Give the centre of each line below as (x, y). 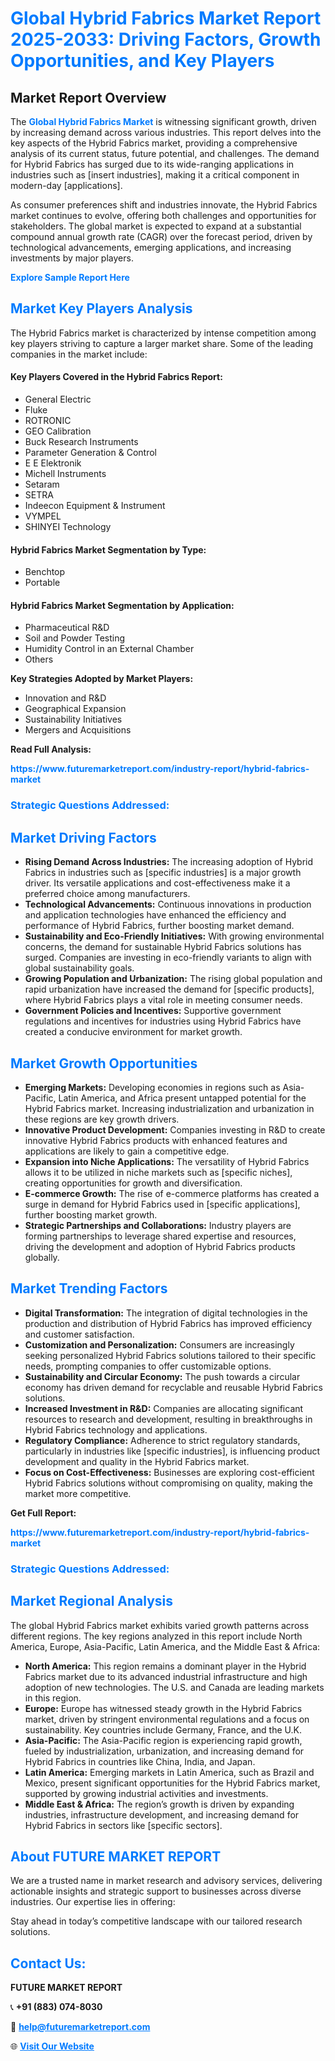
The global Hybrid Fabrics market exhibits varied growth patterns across (160, 1625)
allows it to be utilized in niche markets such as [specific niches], (158, 1172)
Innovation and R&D (65, 698)
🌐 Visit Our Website (52, 2046)
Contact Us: (48, 1963)
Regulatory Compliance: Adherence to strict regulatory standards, (162, 1440)
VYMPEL (43, 516)
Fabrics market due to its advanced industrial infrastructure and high (166, 1676)
